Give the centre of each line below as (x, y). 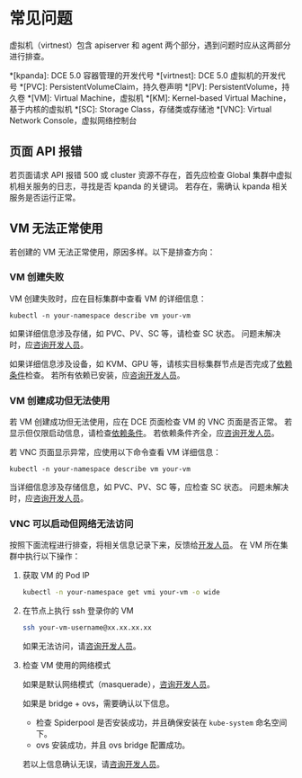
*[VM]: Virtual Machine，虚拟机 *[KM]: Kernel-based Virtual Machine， (159, 98)
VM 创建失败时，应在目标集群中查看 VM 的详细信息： (108, 299)
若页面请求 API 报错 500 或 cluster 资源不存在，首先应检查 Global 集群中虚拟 (151, 174)
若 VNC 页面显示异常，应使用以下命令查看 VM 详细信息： (115, 452)
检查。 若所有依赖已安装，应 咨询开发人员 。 (105, 375)
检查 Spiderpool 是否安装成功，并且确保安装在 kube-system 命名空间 (161, 723)
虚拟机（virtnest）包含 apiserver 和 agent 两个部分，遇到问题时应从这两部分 (150, 45)
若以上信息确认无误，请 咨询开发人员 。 (93, 765)
